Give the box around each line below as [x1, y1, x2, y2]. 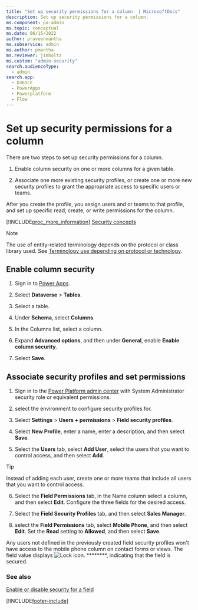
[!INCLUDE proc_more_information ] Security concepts [6, 218, 137, 225]
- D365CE [11, 80, 33, 86]
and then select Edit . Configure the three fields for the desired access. [14, 499, 186, 506]
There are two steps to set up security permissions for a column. [6, 154, 163, 161]
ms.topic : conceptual [6, 25, 60, 31]
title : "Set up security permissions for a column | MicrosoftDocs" [6, 8, 181, 15]
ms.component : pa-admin [6, 19, 65, 25]
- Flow [11, 96, 28, 102]
